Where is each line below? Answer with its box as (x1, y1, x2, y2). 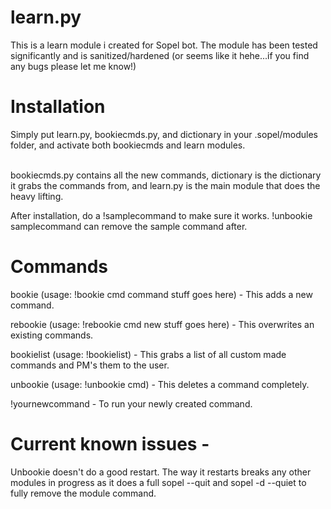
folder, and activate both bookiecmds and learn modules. (10, 139, 246, 151)
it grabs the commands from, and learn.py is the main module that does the (10, 179, 321, 191)
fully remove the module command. (10, 487, 157, 499)
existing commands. (10, 329, 94, 341)
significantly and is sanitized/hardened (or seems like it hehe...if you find (10, 49, 310, 61)
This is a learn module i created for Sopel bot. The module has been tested (10, 39, 318, 51)
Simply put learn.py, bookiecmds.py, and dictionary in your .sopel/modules (10, 128, 318, 140)
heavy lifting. (10, 190, 64, 202)
